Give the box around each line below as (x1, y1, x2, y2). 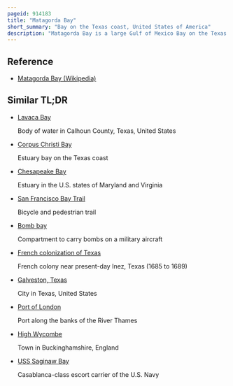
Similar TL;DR (7, 94, 68, 106)
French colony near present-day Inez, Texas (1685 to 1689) (17, 262, 188, 270)
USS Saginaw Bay (17, 357, 70, 365)
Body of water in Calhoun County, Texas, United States (17, 127, 176, 135)
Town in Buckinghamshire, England (17, 343, 119, 352)
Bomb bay (17, 221, 48, 229)
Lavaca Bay (17, 113, 51, 121)
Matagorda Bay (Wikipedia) (17, 74, 97, 83)
